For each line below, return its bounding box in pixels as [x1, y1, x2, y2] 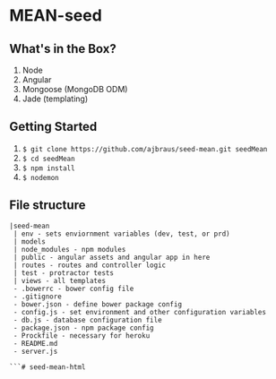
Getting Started [9, 119, 98, 134]
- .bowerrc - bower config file [13, 284, 134, 293]
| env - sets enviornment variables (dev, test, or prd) [13, 229, 230, 238]
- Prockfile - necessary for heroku [13, 331, 151, 340]
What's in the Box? [9, 41, 116, 56]
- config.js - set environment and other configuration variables [13, 307, 267, 316]
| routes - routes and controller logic [13, 261, 167, 270]
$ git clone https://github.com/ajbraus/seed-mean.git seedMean [22, 144, 268, 153]
